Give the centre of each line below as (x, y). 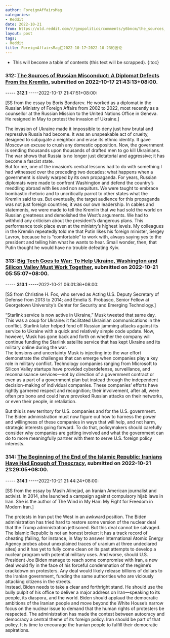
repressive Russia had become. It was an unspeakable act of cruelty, (77, 134)
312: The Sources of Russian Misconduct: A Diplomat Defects (82, 75)
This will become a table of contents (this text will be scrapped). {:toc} (86, 62)
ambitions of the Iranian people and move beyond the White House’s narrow (84, 603)
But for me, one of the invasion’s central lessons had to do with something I (83, 166)
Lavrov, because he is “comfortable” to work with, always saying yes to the (83, 236)
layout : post (19, 34)
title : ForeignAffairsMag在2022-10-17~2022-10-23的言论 (64, 48)
